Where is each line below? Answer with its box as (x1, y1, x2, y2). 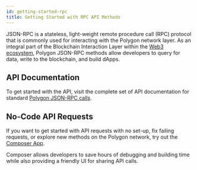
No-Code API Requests (6, 112, 93, 122)
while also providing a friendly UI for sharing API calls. (6, 158, 138, 165)
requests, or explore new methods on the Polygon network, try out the (6, 133, 178, 140)
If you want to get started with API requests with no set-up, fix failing (6, 127, 174, 135)
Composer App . (6, 140, 45, 147)
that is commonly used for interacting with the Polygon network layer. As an (6, 37, 192, 44)
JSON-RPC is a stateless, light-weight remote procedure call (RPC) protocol (6, 30, 192, 37)
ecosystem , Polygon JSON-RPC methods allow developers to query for (6, 49, 180, 56)
